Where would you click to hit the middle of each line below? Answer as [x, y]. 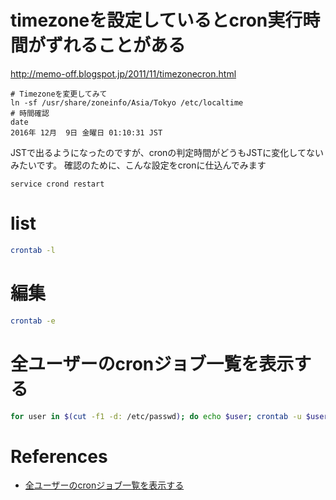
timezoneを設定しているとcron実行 [156, 20]
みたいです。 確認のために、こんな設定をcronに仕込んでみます [138, 165]
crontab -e [33, 321]
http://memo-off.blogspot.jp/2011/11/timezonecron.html [123, 73]
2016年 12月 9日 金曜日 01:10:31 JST [86, 132]
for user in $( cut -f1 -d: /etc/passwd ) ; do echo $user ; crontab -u [156, 416]
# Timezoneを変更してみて [59, 94]
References [59, 456]
